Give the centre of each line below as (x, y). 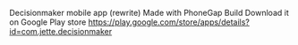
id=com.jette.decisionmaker (61, 31)
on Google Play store (48, 22)
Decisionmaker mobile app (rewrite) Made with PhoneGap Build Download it (149, 13)
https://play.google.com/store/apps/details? (169, 22)
